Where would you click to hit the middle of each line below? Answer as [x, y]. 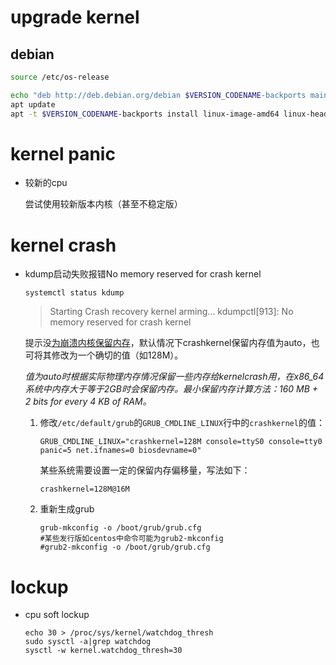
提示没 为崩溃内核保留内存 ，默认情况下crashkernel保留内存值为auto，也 [172, 343]
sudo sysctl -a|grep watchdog [88, 642]
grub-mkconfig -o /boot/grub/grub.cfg [120, 528]
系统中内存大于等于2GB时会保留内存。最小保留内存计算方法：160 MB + [171, 389]
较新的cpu [46, 183]
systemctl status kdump [74, 293]
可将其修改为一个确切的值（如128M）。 [104, 355]
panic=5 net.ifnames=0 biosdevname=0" [120, 451]
